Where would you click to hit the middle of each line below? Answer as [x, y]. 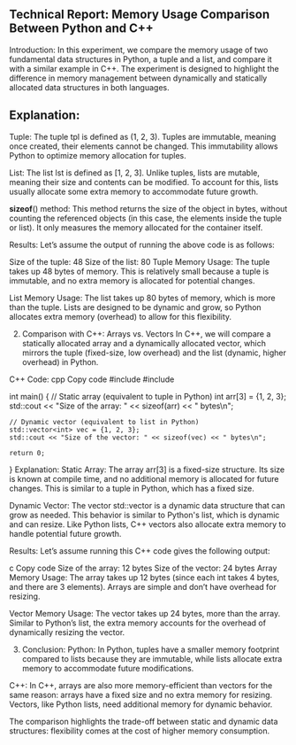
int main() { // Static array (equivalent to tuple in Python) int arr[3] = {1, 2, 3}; [148, 396]
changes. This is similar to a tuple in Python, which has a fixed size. [132, 488]
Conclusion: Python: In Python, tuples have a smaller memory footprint [151, 649]
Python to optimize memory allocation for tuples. [98, 155]
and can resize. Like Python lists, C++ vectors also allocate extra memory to [148, 524]
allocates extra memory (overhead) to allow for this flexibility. [121, 316]
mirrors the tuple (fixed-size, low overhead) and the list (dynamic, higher [154, 353]
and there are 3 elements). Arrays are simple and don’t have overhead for [143, 586]
